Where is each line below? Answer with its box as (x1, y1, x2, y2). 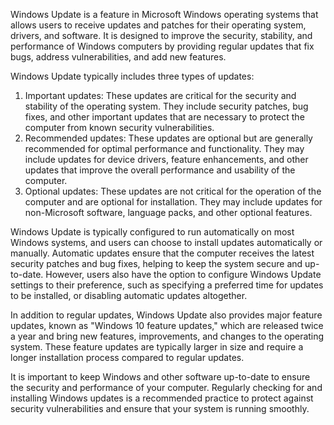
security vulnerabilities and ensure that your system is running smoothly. (10, 403, 310, 414)
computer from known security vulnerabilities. (24, 122, 215, 133)
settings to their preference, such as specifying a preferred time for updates (10, 279, 324, 291)
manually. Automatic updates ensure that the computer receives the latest (10, 247, 315, 259)
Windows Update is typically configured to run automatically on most (10, 226, 295, 238)
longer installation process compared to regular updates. (10, 352, 245, 363)
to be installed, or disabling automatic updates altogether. (10, 290, 248, 301)
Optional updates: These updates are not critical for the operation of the (24, 185, 322, 197)
